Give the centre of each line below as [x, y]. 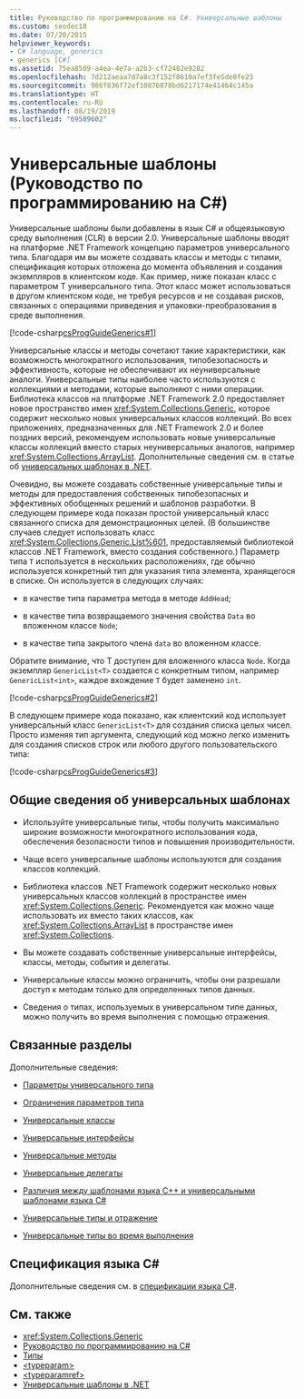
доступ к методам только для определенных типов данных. [139, 989]
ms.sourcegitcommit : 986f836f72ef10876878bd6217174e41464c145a [132, 86]
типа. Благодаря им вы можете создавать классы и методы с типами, [146, 257]
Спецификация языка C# [85, 1264]
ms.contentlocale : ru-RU [56, 102]
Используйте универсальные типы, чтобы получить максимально [151, 822]
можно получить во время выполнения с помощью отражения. [146, 1016]
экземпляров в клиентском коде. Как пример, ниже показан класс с [143, 277]
